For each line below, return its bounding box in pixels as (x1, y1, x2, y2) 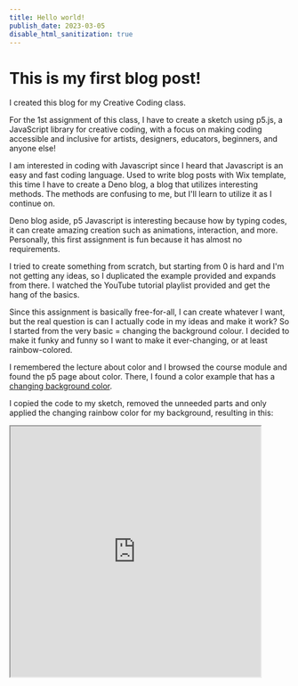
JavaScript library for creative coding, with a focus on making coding (9, 124, 262, 135)
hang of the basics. (9, 290, 80, 300)
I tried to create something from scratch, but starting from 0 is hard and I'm (9, 261, 285, 272)
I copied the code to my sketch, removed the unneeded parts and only (9, 398, 267, 409)
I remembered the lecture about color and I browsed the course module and (9, 362, 287, 372)
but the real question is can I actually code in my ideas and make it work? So (9, 316, 290, 327)
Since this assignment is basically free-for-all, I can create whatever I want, (9, 306, 286, 317)
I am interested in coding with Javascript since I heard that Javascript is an (9, 160, 284, 171)
